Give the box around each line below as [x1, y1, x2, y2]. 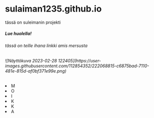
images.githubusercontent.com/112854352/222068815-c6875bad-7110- [5, 63, 149, 69]
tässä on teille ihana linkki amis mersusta [5, 43, 88, 48]
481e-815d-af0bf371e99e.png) [5, 68, 67, 74]
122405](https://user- [58, 58, 101, 63]
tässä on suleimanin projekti [5, 19, 61, 25]
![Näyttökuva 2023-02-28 [5, 58, 57, 63]
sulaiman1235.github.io [5, 3, 102, 15]
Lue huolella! [5, 30, 32, 36]
